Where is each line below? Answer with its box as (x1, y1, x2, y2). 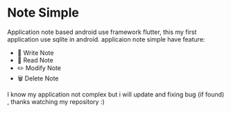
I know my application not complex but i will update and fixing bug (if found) (7, 90, 225, 98)
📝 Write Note (17, 49, 54, 57)
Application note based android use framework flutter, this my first (7, 28, 197, 36)
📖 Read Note (17, 55, 53, 64)
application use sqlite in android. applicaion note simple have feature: (7, 35, 205, 43)
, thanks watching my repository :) (7, 97, 105, 105)
